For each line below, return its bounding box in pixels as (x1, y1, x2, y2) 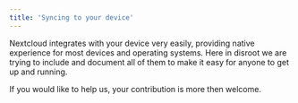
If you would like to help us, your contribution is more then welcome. (9, 83, 262, 94)
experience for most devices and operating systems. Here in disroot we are (9, 47, 287, 58)
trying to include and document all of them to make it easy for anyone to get (9, 56, 289, 67)
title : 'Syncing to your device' (9, 13, 134, 22)
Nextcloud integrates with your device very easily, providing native (9, 38, 255, 48)
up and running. (9, 66, 68, 77)
